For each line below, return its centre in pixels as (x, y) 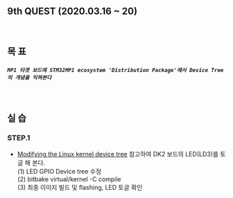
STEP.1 (19, 138)
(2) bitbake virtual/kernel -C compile (69, 179)
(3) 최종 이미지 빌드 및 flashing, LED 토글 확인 (80, 187)
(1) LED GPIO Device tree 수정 (59, 171)
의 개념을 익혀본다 (29, 78)
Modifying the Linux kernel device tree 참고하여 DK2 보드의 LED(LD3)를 (118, 154)
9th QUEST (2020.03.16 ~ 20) (72, 11)
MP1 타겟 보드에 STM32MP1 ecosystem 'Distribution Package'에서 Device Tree (115, 70)
